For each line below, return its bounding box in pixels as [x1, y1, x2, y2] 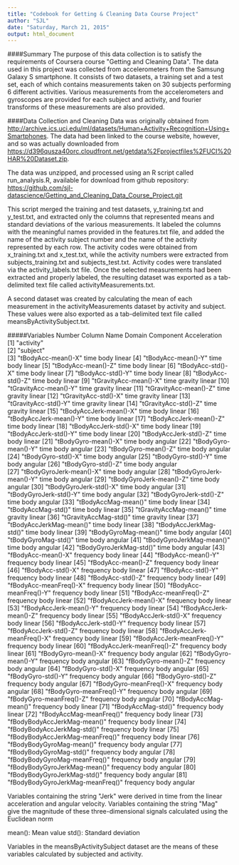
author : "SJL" [7, 17, 50, 24]
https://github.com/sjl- [7, 183, 73, 193]
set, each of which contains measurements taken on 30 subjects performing [7, 80, 231, 89]
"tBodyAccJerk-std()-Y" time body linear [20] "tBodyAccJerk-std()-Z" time [7, 429, 227, 439]
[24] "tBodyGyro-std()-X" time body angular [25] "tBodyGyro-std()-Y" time [7, 452, 228, 461]
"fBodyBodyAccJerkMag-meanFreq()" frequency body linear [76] [7, 732, 201, 742]
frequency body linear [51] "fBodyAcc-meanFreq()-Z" [52, 589, 210, 598]
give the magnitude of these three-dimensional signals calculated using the [7, 807, 228, 816]
